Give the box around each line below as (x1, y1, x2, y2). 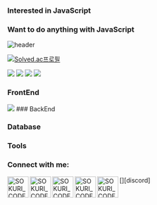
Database (7, 122, 41, 132)
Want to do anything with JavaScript (7, 24, 135, 34)
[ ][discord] (119, 175, 151, 185)
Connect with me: (7, 160, 70, 170)
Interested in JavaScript (7, 6, 92, 15)
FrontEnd (7, 87, 40, 97)
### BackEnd (15, 104, 56, 113)
